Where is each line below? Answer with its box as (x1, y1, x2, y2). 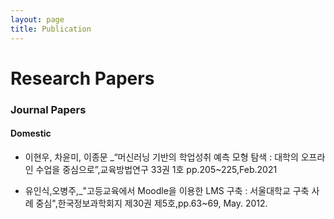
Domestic (10, 127, 52, 140)
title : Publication (10, 24, 92, 34)
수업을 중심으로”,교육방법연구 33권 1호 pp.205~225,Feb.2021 (35, 163, 278, 175)
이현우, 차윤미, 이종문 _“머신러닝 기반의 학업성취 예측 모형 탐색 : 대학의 (24, 151, 299, 163)
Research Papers (10, 67, 155, 90)
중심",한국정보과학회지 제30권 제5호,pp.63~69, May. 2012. (35, 197, 268, 209)
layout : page (10, 14, 65, 25)
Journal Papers (10, 102, 87, 116)
